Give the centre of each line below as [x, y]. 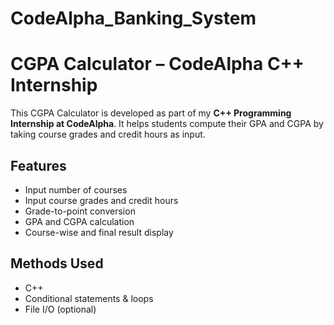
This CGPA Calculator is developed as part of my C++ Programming [151, 113]
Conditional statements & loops [89, 298]
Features [38, 165]
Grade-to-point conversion [80, 211]
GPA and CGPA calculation [79, 221]
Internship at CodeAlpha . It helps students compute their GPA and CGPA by [167, 124]
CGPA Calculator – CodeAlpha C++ [157, 64]
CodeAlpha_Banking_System [133, 18]
